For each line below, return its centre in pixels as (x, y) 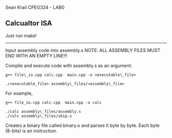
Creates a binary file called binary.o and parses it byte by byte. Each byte (82, 125)
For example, (19, 93)
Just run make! (21, 36)
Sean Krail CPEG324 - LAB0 (35, 7)
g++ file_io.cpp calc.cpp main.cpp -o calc (53, 102)
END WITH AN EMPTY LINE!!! (36, 56)
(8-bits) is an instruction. (31, 131)
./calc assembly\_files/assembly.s (43, 112)
